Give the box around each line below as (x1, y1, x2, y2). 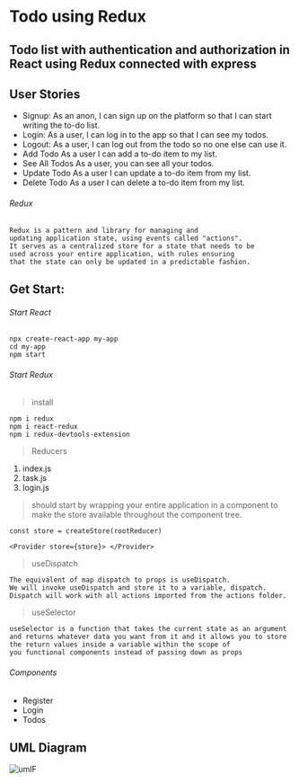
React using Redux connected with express (9, 56, 258, 71)
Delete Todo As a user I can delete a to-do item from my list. (22, 177, 245, 188)
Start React (9, 307, 52, 317)
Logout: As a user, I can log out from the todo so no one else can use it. (22, 139, 287, 150)
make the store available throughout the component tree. (31, 510, 242, 521)
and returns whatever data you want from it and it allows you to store (9, 632, 287, 642)
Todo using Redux (9, 6, 146, 27)
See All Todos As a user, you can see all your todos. (22, 158, 215, 169)
